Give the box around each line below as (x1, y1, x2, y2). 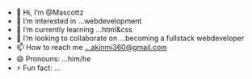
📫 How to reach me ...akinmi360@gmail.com (15, 43, 168, 52)
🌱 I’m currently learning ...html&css (15, 25, 133, 34)
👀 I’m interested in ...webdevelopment (15, 16, 142, 26)
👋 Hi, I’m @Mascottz (15, 8, 84, 17)
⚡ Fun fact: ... (15, 63, 61, 73)
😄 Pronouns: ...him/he (15, 54, 91, 64)
